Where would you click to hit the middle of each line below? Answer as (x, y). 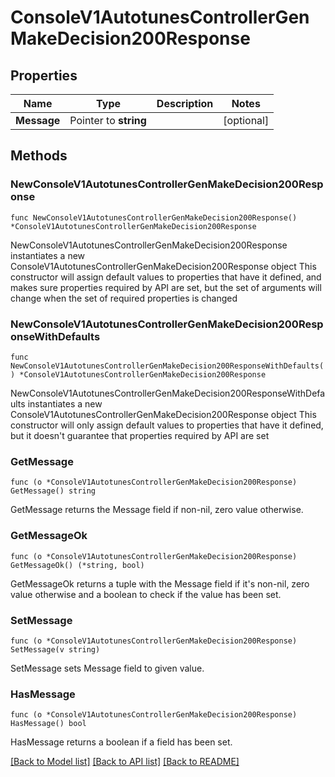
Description (185, 103)
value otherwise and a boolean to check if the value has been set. (146, 594)
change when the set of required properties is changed (124, 298)
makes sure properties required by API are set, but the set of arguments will (166, 287)
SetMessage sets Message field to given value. (107, 668)
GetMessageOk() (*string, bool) (77, 565)
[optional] (246, 120)
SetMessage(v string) (55, 649)
